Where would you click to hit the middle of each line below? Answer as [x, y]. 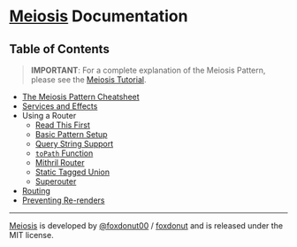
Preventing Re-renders [63, 200]
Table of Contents [60, 49]
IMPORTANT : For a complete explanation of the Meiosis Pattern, [148, 70]
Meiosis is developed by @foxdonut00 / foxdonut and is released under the [146, 226]
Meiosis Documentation [99, 16]
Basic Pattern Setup [71, 134]
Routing [36, 191]
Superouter [56, 181]
